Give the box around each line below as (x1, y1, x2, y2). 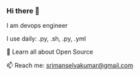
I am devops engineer (6, 22, 68, 30)
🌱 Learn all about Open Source (6, 47, 93, 56)
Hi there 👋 (6, 6, 40, 16)
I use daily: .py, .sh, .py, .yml (6, 35, 86, 43)
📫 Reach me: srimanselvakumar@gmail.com (6, 61, 133, 70)
